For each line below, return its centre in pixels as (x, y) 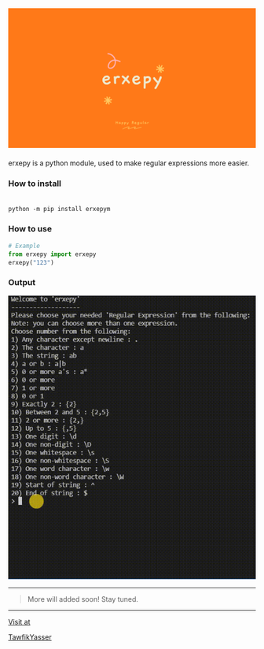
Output (22, 283)
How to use (30, 228)
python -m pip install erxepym (59, 209)
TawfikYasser (30, 637)
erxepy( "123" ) (31, 262)
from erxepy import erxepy (52, 254)
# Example (24, 246)
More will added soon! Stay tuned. (83, 599)
